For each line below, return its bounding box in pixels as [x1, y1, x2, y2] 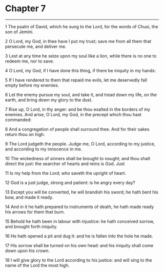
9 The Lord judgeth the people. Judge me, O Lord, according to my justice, [5, 141, 156, 147]
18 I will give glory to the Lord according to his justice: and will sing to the [5, 257, 152, 263]
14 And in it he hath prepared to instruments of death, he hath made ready [5, 204, 154, 210]
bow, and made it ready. [5, 194, 54, 200]
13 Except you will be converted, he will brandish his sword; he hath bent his [5, 189, 159, 195]
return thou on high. [5, 131, 45, 137]
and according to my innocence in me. [5, 146, 82, 152]
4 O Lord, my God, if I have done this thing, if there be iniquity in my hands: [5, 67, 156, 73]
